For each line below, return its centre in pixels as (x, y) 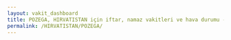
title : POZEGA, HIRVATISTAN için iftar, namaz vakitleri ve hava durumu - (117, 20)
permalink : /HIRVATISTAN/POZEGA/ (55, 26)
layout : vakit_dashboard (43, 13)
